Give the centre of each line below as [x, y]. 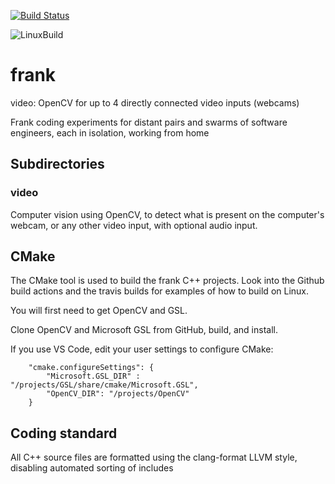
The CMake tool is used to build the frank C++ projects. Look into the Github [167, 281]
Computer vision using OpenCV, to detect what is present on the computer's [167, 214]
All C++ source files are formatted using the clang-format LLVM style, [154, 457]
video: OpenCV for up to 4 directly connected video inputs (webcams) [155, 102]
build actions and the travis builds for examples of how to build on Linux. [160, 291]
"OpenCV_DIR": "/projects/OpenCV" [118, 394]
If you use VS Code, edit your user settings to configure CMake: [142, 349]
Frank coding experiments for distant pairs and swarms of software [149, 122]
